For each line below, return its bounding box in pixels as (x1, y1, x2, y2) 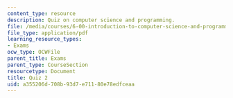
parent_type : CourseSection (7, 61, 89, 68)
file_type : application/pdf (7, 29, 89, 37)
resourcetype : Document (7, 68, 76, 75)
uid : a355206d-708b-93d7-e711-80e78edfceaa (7, 81, 135, 88)
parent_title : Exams (7, 55, 67, 62)
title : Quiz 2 (7, 74, 49, 81)
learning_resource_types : (7, 36, 82, 43)
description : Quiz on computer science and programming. (7, 17, 175, 23)
